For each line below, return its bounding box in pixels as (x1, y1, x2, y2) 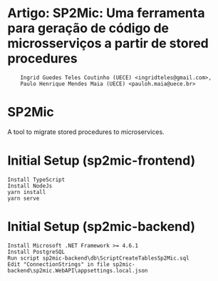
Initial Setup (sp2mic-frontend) (7, 153, 196, 169)
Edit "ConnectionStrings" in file (7, 260, 110, 268)
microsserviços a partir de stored (7, 36, 209, 51)
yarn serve (7, 195, 40, 202)
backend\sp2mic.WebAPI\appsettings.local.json (7, 267, 148, 274)
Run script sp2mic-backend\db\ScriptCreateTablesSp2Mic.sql (7, 255, 190, 262)
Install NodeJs (7, 182, 53, 190)
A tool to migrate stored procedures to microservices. (7, 127, 165, 136)
